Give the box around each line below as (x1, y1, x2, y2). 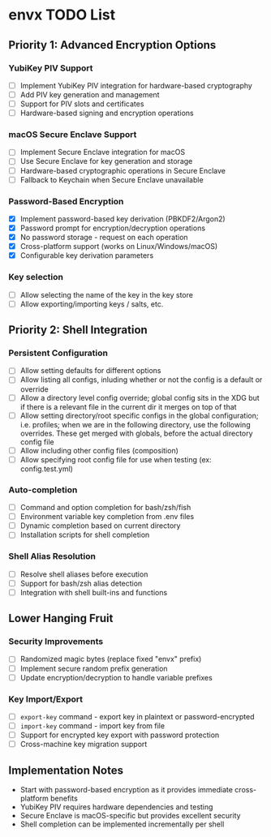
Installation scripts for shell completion (19, 530, 150, 540)
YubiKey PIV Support (8, 62, 93, 74)
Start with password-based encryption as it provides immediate (19, 785, 234, 795)
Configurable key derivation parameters (19, 251, 154, 260)
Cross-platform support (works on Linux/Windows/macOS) (19, 242, 218, 251)
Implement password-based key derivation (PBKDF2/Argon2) (19, 213, 226, 224)
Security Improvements (8, 636, 104, 647)
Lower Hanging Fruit (8, 612, 114, 625)
